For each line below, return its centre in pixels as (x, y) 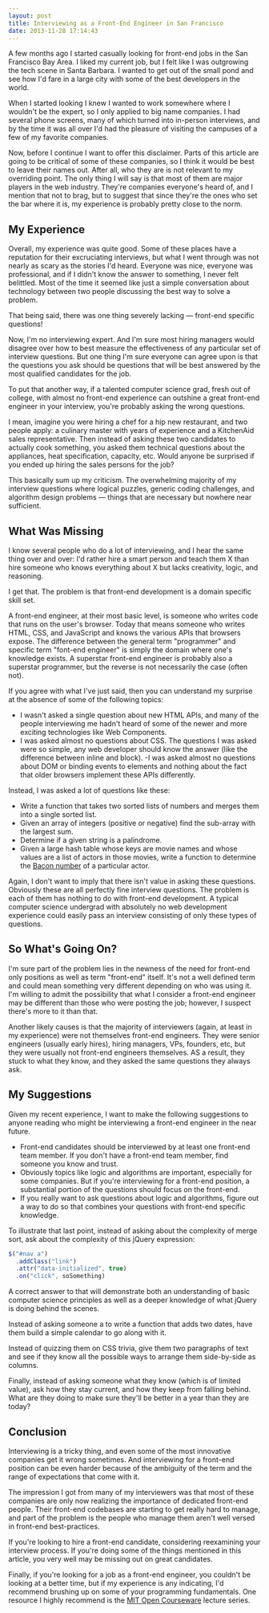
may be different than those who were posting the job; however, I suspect (130, 1003)
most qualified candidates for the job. (70, 374)
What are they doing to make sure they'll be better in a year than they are (129, 1398)
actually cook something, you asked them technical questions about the (127, 447)
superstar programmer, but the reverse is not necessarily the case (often (128, 667)
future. (19, 1131)
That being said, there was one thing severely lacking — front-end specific (131, 316)
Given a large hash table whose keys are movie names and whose (128, 849)
